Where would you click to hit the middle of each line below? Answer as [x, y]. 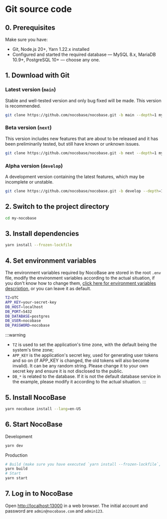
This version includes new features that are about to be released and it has [82, 139]
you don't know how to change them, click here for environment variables [81, 283]
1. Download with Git [37, 76]
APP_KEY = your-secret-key [31, 302]
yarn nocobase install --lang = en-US [43, 409]
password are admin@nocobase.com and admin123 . [54, 511]
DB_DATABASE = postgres [28, 316]
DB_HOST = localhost [24, 307]
